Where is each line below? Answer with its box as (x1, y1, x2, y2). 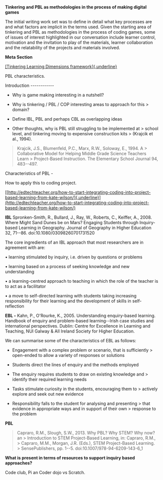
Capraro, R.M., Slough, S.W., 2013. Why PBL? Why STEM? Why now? (17, 430, 155, 436)
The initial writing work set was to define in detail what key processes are (5, 19, 152, 24)
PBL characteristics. (5, 73, 45, 79)
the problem (12, 411, 37, 417)
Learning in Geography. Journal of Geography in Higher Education (18, 225, 152, 230)
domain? (12, 107, 30, 112)
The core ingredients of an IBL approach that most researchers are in (5, 239, 144, 245)
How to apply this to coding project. (5, 180, 77, 186)
